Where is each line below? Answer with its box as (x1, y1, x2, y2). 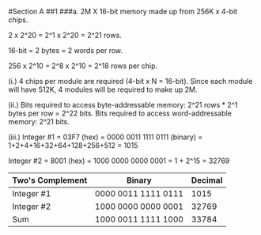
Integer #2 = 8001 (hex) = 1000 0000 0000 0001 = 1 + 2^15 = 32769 (8, 156, 230, 165)
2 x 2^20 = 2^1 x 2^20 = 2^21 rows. (8, 31, 123, 40)
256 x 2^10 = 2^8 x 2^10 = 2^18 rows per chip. (8, 61, 158, 70)
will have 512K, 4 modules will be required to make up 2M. (8, 85, 198, 94)
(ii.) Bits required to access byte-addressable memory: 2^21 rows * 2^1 (8, 100, 238, 109)
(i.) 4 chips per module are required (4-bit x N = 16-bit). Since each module (8, 77, 253, 85)
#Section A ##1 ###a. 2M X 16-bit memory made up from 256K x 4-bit (8, 7, 238, 16)
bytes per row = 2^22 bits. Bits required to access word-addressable (8, 108, 232, 118)
